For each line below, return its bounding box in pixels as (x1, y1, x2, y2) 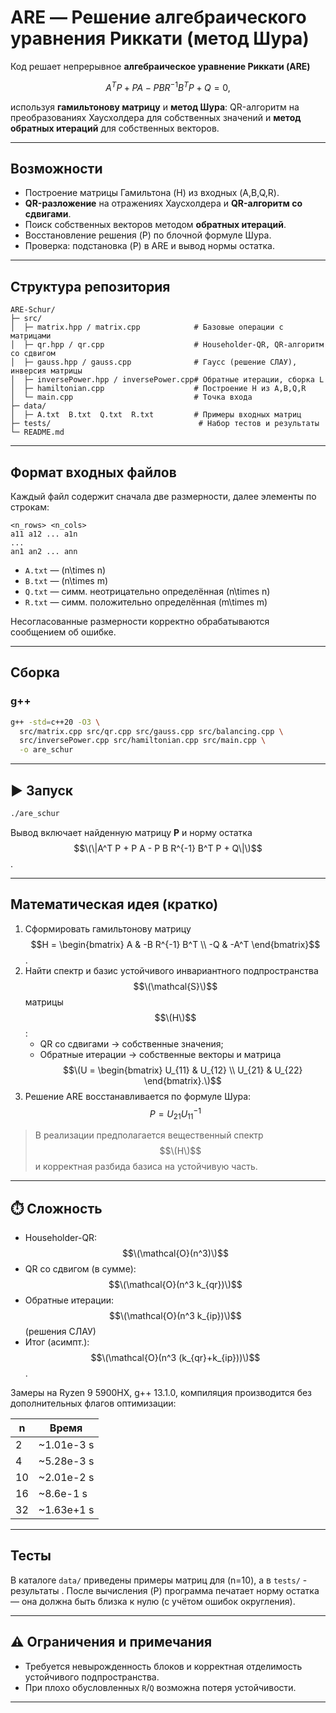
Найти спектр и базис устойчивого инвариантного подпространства (24, 964, 319, 976)
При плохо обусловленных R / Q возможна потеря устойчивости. (24, 1681, 297, 1693)
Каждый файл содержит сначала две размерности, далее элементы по (10, 491, 317, 503)
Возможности (10, 160, 103, 177)
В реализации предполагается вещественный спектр (34, 1129, 264, 1141)
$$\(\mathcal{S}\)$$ (133, 980, 218, 992)
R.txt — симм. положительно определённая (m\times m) (24, 596, 268, 608)
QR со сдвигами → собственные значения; (39, 1037, 224, 1050)
